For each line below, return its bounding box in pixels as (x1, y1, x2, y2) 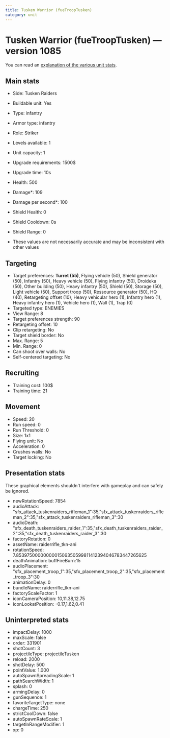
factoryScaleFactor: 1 (12, 590, 58, 596)
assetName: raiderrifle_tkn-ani (12, 541, 77, 547)
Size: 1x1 (12, 432, 31, 438)
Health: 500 (12, 179, 38, 185)
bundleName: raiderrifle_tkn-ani (12, 584, 80, 590)
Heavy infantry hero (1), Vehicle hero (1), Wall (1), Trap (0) (12, 300, 133, 306)
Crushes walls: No (12, 448, 51, 455)
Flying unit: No (12, 438, 44, 444)
